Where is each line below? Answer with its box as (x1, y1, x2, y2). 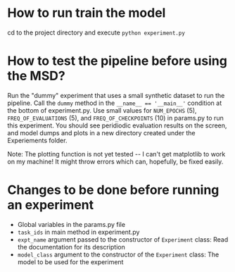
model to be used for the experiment (17, 257, 124, 266)
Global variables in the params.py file (17, 220, 125, 228)
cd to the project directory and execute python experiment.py (7, 28, 185, 37)
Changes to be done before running (7, 182, 220, 198)
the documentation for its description (17, 242, 125, 251)
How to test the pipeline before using (7, 53, 227, 69)
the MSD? (7, 68, 65, 84)
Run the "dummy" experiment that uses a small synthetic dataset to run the (7, 91, 225, 99)
